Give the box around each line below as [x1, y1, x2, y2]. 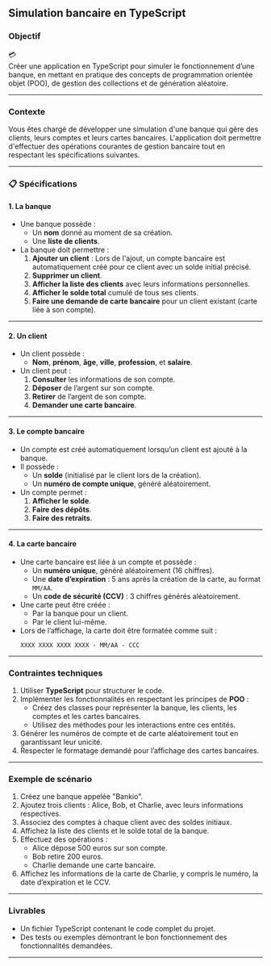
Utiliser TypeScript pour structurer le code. [19, 686, 165, 696]
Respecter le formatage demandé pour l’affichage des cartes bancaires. [19, 746, 260, 755]
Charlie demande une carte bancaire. [31, 860, 156, 870]
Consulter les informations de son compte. [31, 374, 176, 384]
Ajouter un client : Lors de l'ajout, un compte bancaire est [31, 253, 226, 263]
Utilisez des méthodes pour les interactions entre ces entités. [31, 720, 236, 730]
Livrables [8, 905, 46, 917]
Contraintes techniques [8, 667, 103, 679]
